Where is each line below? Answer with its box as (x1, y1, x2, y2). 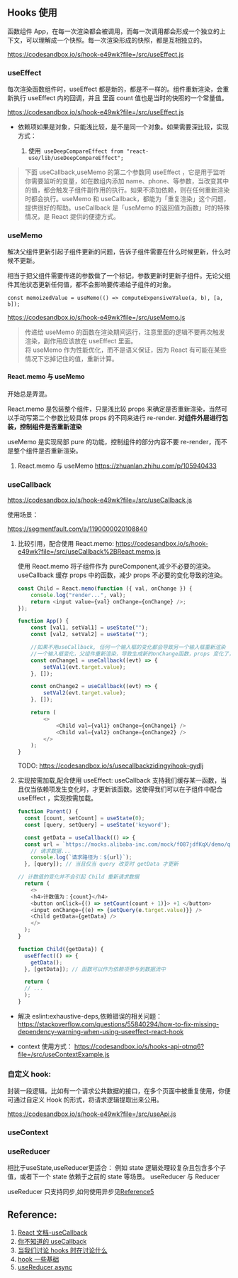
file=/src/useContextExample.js (17, 1050, 110, 1058)
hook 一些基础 (17, 1255, 59, 1264)
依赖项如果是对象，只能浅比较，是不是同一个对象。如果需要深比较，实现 (17, 123, 229, 131)
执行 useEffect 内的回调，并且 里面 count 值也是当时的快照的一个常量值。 (13, 94, 228, 102)
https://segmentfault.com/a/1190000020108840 (7, 525, 147, 533)
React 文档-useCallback (17, 1228, 88, 1237)
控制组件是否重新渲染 (19, 422, 82, 431)
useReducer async (17, 1263, 73, 1272)
